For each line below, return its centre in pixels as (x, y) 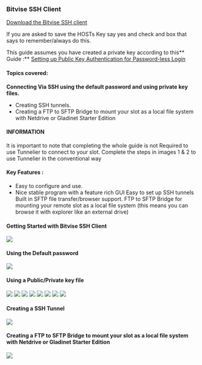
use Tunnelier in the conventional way (54, 158)
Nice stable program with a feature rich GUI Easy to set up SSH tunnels (104, 192)
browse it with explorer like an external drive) (72, 212)
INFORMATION (25, 132)
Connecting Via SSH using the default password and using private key (97, 87)
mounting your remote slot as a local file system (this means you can (102, 205)
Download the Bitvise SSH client (47, 23)
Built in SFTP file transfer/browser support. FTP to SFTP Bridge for (99, 199)
